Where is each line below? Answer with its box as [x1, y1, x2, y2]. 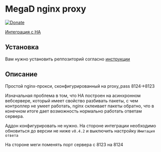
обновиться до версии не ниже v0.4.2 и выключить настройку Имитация [5, 128, 155, 133]
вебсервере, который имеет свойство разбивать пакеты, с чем [5, 97, 138, 103]
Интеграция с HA [5, 29, 41, 35]
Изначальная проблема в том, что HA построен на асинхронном [5, 93, 141, 98]
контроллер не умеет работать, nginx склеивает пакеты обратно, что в [5, 103, 154, 109]
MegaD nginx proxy [5, 3, 87, 15]
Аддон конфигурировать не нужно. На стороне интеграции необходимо [5, 123, 157, 129]
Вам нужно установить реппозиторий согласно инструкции [5, 56, 131, 62]
